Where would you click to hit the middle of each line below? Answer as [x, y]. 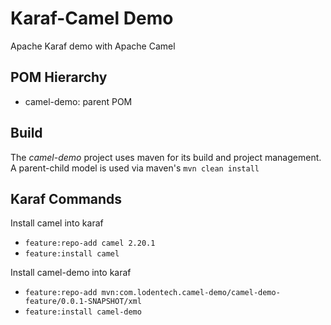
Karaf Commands [66, 198]
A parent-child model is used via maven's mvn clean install [135, 168]
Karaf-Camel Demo [92, 18]
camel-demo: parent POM [78, 101]
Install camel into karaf [57, 223]
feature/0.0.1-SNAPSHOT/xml [83, 302]
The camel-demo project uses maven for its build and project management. [166, 157]
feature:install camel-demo [83, 312]
